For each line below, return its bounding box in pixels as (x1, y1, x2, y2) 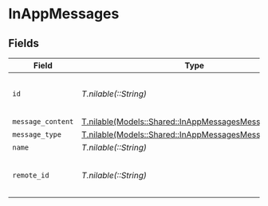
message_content (12, 117, 74, 126)
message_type (12, 130, 62, 139)
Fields (8, 37, 40, 50)
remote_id (12, 171, 49, 180)
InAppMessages (8, 5, 120, 23)
